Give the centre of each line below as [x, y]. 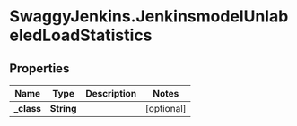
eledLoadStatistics [81, 35]
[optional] [166, 109]
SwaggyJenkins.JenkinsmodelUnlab [149, 17]
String [63, 109]
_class [28, 109]
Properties [39, 68]
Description [111, 93]
